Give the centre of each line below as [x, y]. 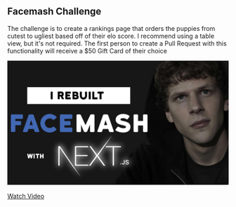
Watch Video [26, 196]
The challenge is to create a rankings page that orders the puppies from [111, 28]
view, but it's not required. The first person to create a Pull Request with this [117, 43]
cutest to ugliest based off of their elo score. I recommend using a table [111, 36]
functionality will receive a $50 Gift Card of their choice [87, 51]
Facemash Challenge [54, 12]
